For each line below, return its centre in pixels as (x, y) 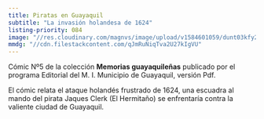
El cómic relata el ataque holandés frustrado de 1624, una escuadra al (121, 90)
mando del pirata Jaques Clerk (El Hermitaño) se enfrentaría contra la (121, 99)
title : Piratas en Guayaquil (56, 15)
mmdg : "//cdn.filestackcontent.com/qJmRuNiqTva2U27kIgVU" (105, 45)
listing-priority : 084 (45, 30)
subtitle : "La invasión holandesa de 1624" (81, 23)
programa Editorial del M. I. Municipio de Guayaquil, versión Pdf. (112, 75)
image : (19, 37)
